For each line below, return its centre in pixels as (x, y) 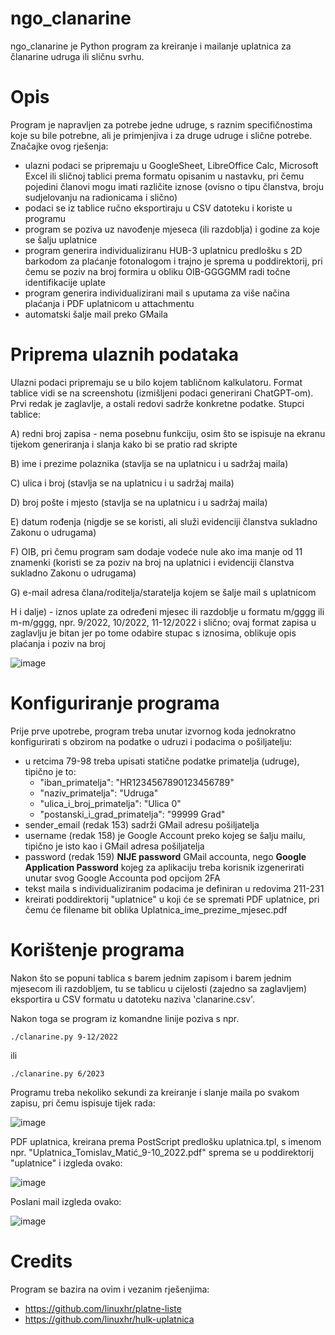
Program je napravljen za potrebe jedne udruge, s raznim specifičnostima (161, 124)
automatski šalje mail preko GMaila (96, 314)
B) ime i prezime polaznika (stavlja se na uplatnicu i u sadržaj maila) (149, 463)
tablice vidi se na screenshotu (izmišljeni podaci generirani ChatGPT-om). (162, 393)
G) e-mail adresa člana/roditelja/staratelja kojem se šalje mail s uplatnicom (163, 592)
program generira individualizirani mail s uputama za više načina (157, 293)
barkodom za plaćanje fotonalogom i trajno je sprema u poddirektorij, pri (173, 261)
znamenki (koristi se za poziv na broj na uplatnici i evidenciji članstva (152, 562)
